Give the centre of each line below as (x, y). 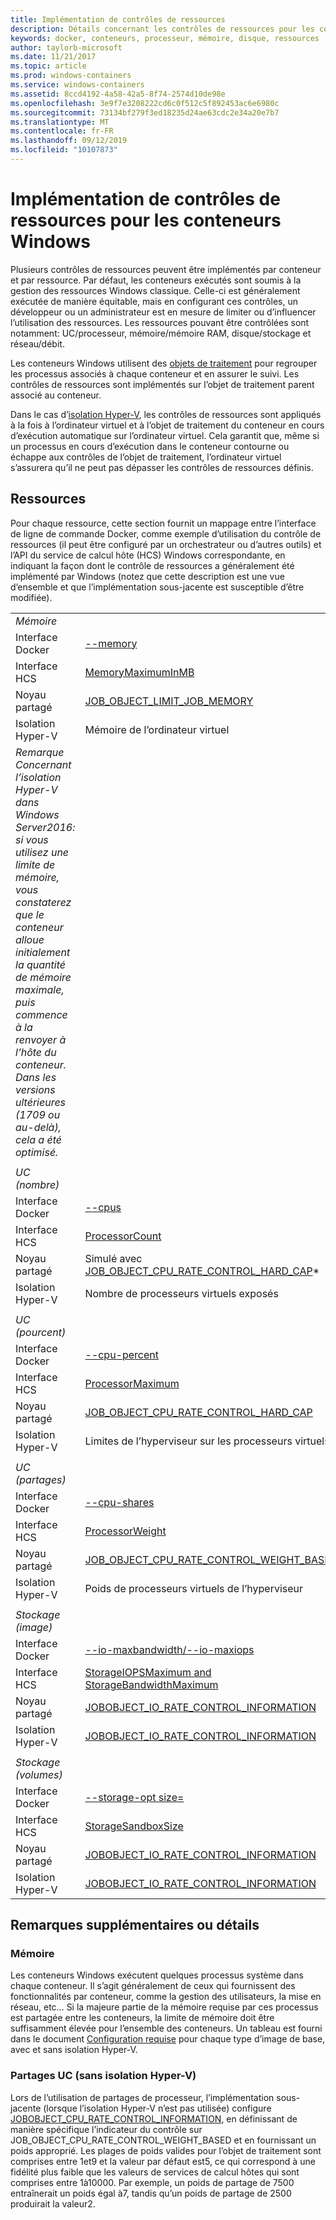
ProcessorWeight (125, 1531)
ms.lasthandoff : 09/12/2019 (69, 141)
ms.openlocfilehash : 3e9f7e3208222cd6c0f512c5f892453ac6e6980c (145, 103)
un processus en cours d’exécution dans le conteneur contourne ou (150, 446)
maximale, (40, 989)
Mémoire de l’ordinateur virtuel (157, 729)
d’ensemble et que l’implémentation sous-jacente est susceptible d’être (157, 587)
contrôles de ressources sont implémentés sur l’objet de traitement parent (162, 384)
